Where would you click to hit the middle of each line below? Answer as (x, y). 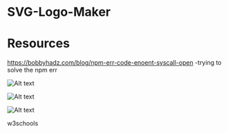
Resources (39, 44)
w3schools (23, 123)
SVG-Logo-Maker (59, 12)
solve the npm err (32, 70)
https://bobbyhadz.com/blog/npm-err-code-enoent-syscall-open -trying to (115, 63)
